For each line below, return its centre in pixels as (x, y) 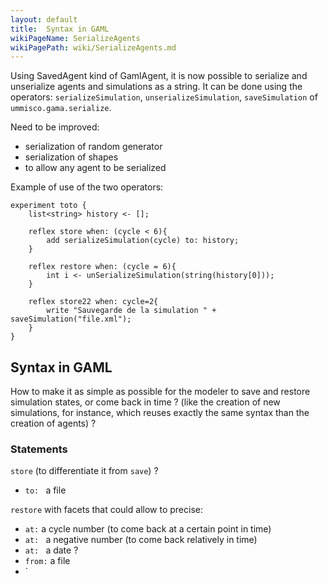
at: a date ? (51, 550)
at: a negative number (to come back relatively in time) (141, 540)
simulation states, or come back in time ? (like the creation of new (145, 402)
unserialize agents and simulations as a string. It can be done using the (156, 87)
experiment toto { (48, 206)
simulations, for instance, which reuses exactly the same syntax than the (160, 413)
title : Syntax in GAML (60, 29)
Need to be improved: (55, 127)
